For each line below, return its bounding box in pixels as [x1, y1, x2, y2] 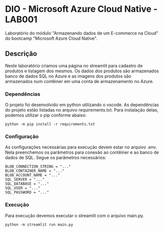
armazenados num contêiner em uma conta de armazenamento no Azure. [5, 78, 154, 84]
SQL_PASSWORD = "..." [5, 190, 49, 195]
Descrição [5, 50, 37, 58]
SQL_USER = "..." [5, 186, 41, 191]
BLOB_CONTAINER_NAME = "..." [5, 169, 65, 174]
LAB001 [5, 14, 38, 25]
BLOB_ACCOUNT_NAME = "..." [5, 173, 60, 178]
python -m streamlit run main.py [5, 222, 73, 227]
